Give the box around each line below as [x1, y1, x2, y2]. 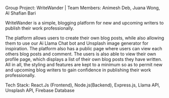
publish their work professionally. [5, 25, 74, 31]
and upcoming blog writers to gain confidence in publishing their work [5, 67, 151, 73]
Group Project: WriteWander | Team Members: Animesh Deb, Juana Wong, [5, 5, 160, 11]
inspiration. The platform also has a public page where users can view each [5, 46, 162, 51]
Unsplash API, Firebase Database [5, 87, 75, 93]
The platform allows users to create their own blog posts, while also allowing [5, 35, 164, 41]
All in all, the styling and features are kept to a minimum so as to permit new [5, 62, 163, 67]
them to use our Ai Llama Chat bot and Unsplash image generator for [5, 40, 149, 46]
